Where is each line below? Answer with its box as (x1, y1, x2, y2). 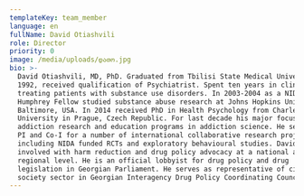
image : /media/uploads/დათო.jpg (9, 55, 131, 64)
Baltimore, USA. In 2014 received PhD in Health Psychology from (17, 106, 270, 115)
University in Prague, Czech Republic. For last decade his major (17, 114, 273, 123)
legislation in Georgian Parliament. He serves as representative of (17, 164, 285, 173)
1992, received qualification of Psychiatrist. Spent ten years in (17, 80, 278, 89)
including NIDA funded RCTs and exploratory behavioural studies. (17, 139, 273, 148)
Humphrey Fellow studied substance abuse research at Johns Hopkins (17, 97, 281, 107)
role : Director (9, 38, 67, 48)
